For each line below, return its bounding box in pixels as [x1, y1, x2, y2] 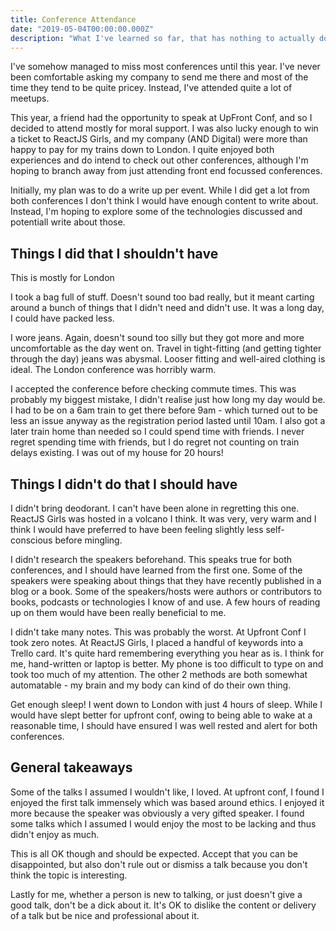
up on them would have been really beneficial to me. [10, 607, 227, 618]
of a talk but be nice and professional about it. [10, 909, 200, 921]
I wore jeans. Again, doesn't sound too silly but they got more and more [10, 332, 305, 344]
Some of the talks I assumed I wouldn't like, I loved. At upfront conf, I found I [10, 786, 325, 798]
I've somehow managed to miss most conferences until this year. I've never [10, 61, 321, 73]
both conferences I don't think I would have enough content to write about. [10, 195, 319, 207]
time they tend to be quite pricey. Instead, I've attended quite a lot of [10, 82, 293, 94]
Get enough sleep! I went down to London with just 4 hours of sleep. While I [10, 699, 323, 710]
